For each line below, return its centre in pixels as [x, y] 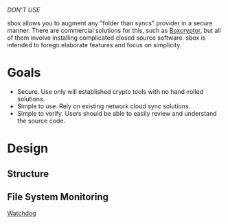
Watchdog [22, 213]
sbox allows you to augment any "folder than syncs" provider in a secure [110, 23]
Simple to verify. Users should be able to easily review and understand [117, 113]
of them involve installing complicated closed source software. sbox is [106, 38]
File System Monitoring [58, 197]
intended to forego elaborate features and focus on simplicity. [94, 45]
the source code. [41, 121]
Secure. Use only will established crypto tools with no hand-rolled [110, 91]
